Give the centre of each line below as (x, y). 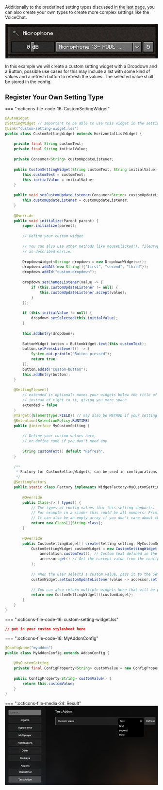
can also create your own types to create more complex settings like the (77, 12)
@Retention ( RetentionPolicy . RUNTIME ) (52, 421)
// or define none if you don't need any (65, 441)
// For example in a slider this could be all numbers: (89, 513)
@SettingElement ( (31, 390)
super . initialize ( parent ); (50, 226)
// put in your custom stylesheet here (45, 629)
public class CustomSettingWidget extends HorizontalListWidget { (73, 134)
